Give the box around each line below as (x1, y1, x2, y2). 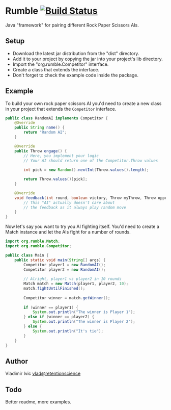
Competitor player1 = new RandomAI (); (23, 262, 106, 267)
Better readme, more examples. (5, 399, 71, 405)
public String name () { (14, 125, 65, 130)
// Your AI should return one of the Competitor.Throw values (23, 158, 158, 163)
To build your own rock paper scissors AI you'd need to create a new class (5, 100, 162, 107)
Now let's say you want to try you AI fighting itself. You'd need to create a (5, 223, 159, 229)
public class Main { (5, 252, 49, 258)
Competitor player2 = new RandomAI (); (23, 267, 106, 272)
